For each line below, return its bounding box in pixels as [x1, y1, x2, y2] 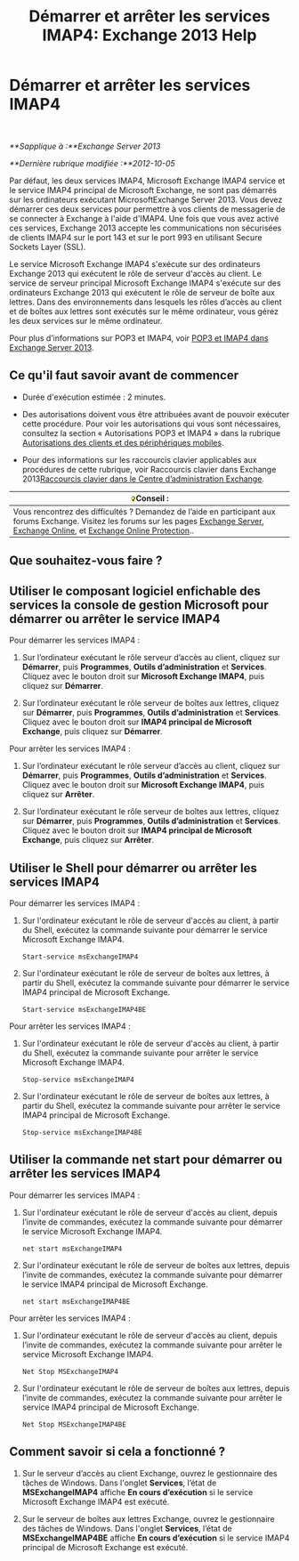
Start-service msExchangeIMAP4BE [21, 1006, 147, 1015]
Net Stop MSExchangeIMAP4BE [21, 1419, 126, 1429]
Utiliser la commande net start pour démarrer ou [9, 1153, 283, 1168]
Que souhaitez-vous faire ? [9, 554, 163, 569]
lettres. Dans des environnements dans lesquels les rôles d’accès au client [9, 296, 282, 307]
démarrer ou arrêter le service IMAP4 [9, 611, 221, 627]
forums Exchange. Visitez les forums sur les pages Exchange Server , [12, 515, 265, 526]
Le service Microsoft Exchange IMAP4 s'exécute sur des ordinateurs [9, 258, 261, 269]
